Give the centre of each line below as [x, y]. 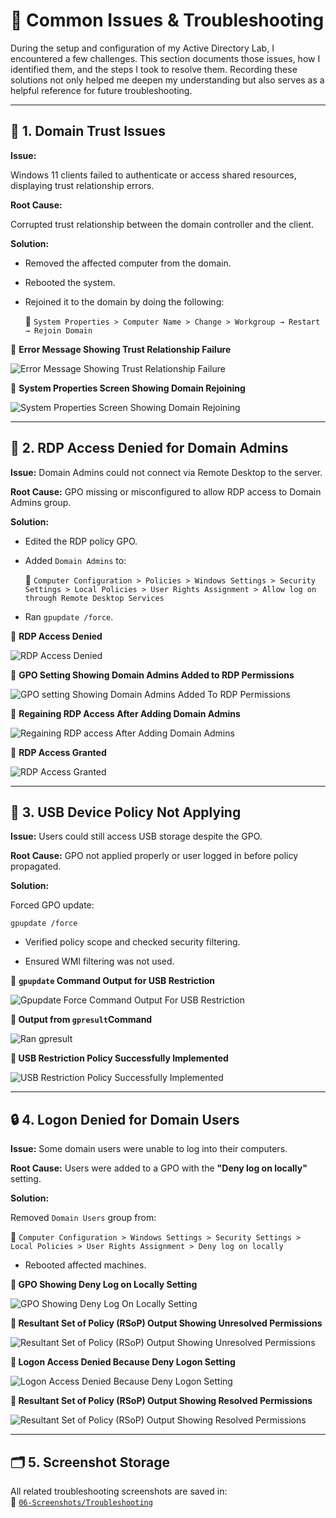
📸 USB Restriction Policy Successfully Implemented [119, 1058]
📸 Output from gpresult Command [81, 1020]
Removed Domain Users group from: [83, 1218]
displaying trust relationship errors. [82, 185]
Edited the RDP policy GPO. [81, 541]
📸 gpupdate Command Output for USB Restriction [113, 981]
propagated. [36, 866]
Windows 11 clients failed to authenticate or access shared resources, [153, 175]
